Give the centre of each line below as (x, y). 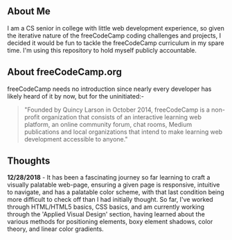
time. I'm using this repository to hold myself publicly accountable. (102, 50)
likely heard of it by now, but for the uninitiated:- (75, 96)
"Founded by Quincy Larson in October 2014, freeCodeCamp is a (117, 110)
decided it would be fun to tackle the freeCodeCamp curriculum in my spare (116, 43)
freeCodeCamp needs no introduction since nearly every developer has (109, 89)
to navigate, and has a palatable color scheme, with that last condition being (116, 192)
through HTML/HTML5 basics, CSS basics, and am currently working (106, 207)
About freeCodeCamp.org (65, 72)
